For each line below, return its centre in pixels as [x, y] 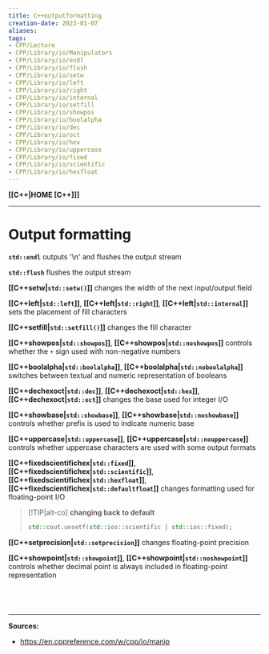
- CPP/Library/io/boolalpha [55, 120]
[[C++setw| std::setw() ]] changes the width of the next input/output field [130, 287]
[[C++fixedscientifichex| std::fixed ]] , [72, 463]
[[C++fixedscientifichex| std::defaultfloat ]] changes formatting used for [131, 488]
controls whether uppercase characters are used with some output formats [132, 447]
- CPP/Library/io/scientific [57, 165]
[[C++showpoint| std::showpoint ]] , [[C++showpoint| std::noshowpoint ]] [128, 558]
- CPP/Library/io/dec [44, 127]
